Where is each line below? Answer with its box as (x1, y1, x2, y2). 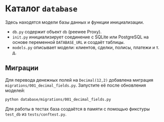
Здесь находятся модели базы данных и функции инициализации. (5, 19, 144, 25)
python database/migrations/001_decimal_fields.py (5, 97, 111, 102)
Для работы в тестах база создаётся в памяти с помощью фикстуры (5, 106, 150, 112)
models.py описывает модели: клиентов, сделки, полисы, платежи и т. (12, 44, 160, 50)
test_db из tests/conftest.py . (5, 111, 66, 117)
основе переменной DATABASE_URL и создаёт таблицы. (12, 39, 125, 45)
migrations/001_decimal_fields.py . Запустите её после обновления (5, 82, 146, 88)
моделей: (5, 87, 26, 93)
